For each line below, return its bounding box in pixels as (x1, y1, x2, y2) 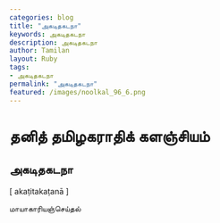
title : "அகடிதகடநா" (9, 21, 82, 30)
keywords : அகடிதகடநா (9, 29, 86, 38)
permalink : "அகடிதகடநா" (9, 79, 98, 88)
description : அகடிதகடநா (9, 37, 98, 47)
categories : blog (9, 12, 74, 22)
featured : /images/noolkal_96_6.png (9, 87, 146, 96)
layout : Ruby (9, 54, 58, 63)
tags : (9, 63, 30, 72)
